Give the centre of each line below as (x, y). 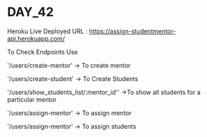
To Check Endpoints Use (43, 52)
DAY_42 (31, 12)
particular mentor (32, 99)
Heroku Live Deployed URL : (48, 31)
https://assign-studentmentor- (133, 31)
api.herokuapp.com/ (36, 38)
